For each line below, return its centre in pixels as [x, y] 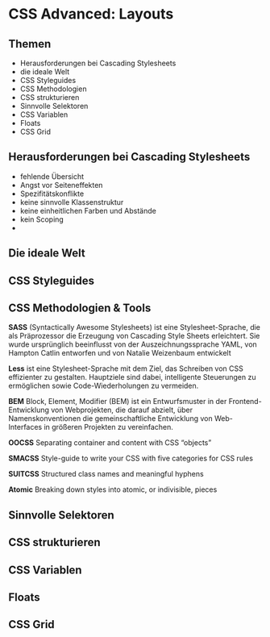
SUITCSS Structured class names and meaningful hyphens [106, 474]
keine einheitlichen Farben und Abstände [88, 210]
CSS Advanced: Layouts [91, 14]
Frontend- [245, 402]
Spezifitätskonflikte [52, 194]
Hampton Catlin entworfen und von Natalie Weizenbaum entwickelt [120, 353]
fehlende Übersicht [52, 176]
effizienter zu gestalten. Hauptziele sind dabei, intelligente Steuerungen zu [132, 377]
